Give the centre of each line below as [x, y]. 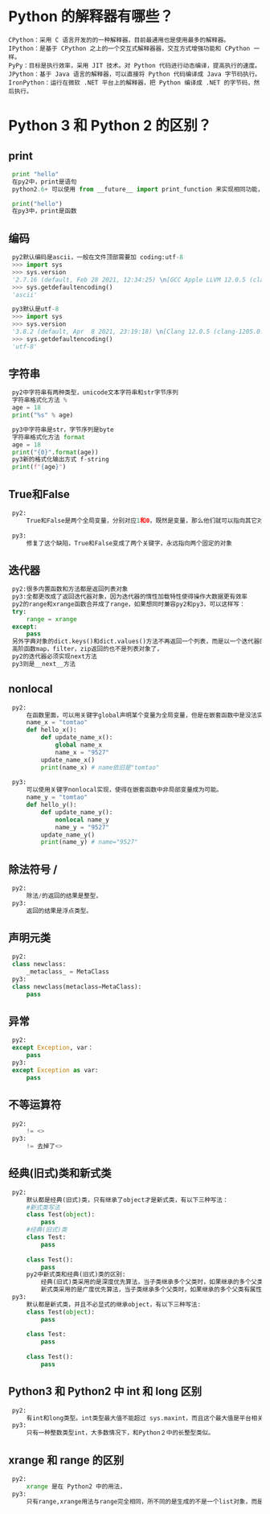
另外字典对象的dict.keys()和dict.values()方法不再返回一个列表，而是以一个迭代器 [136, 642]
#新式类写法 [43, 1207]
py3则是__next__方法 [44, 664]
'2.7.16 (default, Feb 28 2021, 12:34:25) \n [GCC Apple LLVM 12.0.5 [129, 280]
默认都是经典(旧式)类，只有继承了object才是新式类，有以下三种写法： [127, 1199]
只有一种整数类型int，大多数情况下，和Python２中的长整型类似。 [120, 1433]
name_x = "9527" [82, 752]
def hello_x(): [52, 730]
